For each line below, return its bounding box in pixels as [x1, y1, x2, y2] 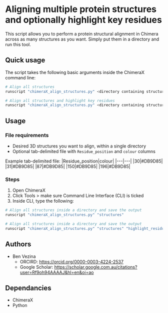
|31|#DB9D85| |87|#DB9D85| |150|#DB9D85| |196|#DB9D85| [5, 163, 131, 169]
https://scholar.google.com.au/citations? [54, 264, 137, 270]
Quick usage [5, 56, 45, 65]
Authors [5, 240, 31, 249]
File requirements [5, 131, 49, 138]
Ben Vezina [12, 253, 36, 259]
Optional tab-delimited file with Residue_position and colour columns [12, 148, 156, 154]
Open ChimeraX [12, 187, 46, 194]
